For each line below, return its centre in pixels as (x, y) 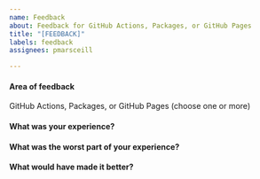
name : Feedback (37, 17)
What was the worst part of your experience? (95, 146)
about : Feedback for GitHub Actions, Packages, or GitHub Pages (130, 26)
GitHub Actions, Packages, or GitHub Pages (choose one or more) (130, 106)
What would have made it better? (71, 167)
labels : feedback (41, 42)
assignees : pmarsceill (51, 51)
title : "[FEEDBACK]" (47, 34)
